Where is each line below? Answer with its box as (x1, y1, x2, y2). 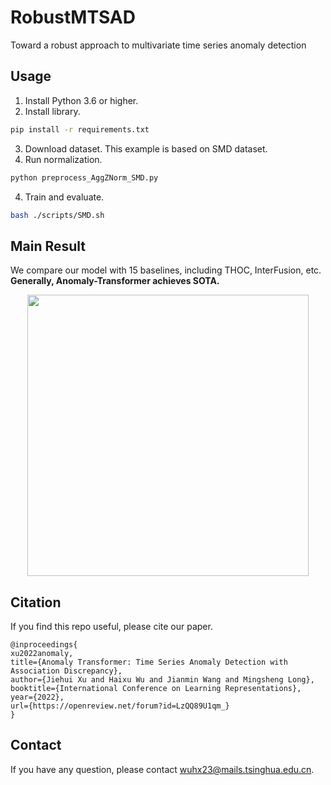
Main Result (10, 237, 87, 255)
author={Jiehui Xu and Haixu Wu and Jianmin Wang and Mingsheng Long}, (10, 675, 315, 685)
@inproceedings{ (10, 640, 78, 650)
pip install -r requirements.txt (10, 124, 150, 135)
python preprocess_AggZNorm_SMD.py (10, 172, 159, 183)
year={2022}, (10, 692, 65, 702)
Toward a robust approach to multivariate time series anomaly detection (10, 39, 307, 51)
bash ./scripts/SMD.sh (10, 210, 105, 220)
